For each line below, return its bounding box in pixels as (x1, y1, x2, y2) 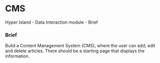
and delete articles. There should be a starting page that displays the (5, 48, 145, 54)
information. (5, 53, 30, 59)
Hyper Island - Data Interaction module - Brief (5, 19, 98, 25)
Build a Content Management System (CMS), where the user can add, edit (5, 43, 156, 49)
